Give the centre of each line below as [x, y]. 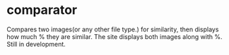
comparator [42, 10]
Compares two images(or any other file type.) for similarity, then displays [113, 29]
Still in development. [36, 44]
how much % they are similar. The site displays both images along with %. [114, 36]
